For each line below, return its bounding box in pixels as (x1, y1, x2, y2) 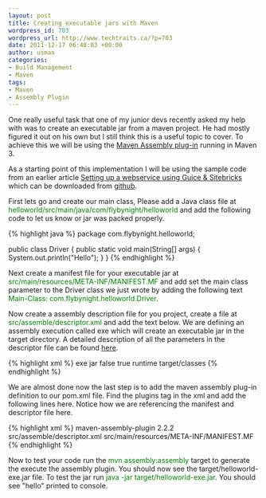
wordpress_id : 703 (8, 26, 69, 34)
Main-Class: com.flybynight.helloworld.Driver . (8, 294, 158, 304)
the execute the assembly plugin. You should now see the (8, 464, 198, 474)
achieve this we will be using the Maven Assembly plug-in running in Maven (8, 140, 257, 150)
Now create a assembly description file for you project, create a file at (8, 309, 237, 319)
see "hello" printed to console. (8, 481, 108, 491)
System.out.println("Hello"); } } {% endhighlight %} (8, 253, 175, 263)
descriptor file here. (8, 408, 73, 418)
